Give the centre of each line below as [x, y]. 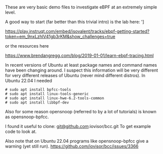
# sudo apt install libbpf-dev [37, 103]
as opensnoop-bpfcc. [27, 117]
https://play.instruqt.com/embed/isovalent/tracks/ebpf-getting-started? [77, 31]
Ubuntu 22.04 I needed [29, 81]
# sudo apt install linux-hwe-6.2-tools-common [55, 98]
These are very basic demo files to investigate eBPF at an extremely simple [81, 7]
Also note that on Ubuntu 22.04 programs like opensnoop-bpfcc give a [77, 141]
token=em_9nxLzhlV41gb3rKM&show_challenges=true [60, 37]
